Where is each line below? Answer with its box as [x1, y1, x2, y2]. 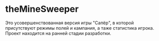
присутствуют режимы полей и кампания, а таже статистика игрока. [5, 25, 154, 31]
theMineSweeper [5, 3, 79, 15]
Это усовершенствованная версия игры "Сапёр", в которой [5, 20, 134, 26]
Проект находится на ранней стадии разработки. [5, 30, 112, 36]
